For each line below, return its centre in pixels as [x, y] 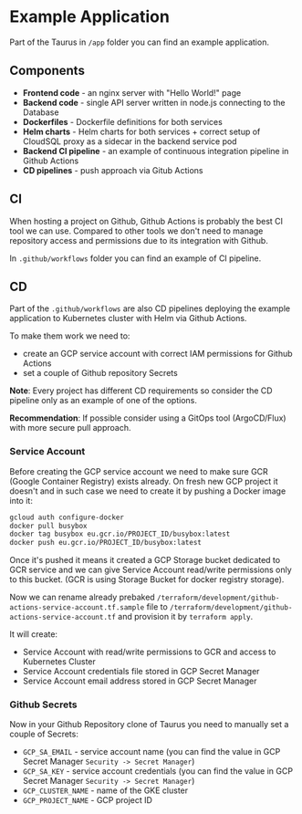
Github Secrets [43, 704]
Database [41, 112]
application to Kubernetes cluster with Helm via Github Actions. [128, 318]
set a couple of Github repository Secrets [100, 373]
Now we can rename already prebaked [82, 597]
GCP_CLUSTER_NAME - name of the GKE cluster [105, 790]
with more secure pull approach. [70, 428]
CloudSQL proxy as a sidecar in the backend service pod [130, 141]
